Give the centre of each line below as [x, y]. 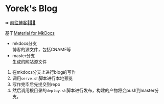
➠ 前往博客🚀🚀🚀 [20, 22]
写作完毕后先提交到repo [36, 84]
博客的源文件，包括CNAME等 [42, 49]
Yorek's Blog [31, 9]
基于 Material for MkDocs [30, 33]
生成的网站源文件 [29, 62]
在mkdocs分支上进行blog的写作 [44, 72]
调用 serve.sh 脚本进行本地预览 [43, 78]
